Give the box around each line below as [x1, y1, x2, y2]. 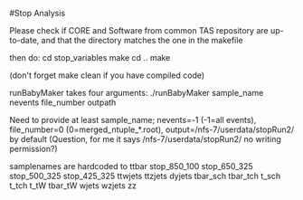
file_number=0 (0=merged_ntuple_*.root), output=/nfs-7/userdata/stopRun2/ [9, 124, 295, 135]
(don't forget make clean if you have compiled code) [9, 70, 205, 81]
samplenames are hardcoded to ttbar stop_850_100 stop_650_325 [9, 161, 253, 171]
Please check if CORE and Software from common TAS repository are [9, 25, 269, 35]
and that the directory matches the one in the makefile [41, 35, 243, 45]
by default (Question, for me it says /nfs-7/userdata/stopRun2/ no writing [9, 134, 282, 144]
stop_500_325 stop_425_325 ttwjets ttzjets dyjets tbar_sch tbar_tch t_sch [9, 171, 281, 181]
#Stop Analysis [9, 8, 66, 18]
